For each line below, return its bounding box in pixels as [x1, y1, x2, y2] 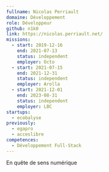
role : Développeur [6, 20, 52, 26]
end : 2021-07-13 [17, 48, 58, 54]
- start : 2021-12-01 [11, 87, 63, 93]
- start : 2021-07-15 [11, 64, 63, 71]
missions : [6, 37, 31, 43]
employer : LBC [17, 103, 52, 110]
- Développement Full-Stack [11, 142, 82, 149]
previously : [6, 120, 36, 126]
